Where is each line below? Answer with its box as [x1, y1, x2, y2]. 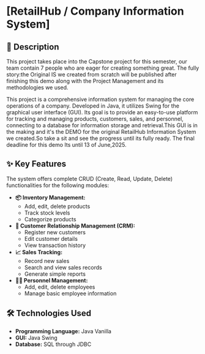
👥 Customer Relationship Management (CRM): [15, 222, 136, 229]
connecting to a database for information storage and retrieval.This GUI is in [6, 122, 198, 129]
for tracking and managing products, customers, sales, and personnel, [6, 115, 184, 122]
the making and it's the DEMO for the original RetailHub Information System [6, 128, 196, 135]
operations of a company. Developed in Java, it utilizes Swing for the [6, 102, 179, 109]
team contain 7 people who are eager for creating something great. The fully [6, 64, 199, 72]
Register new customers [24, 228, 86, 236]
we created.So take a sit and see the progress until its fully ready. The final [6, 135, 195, 142]
